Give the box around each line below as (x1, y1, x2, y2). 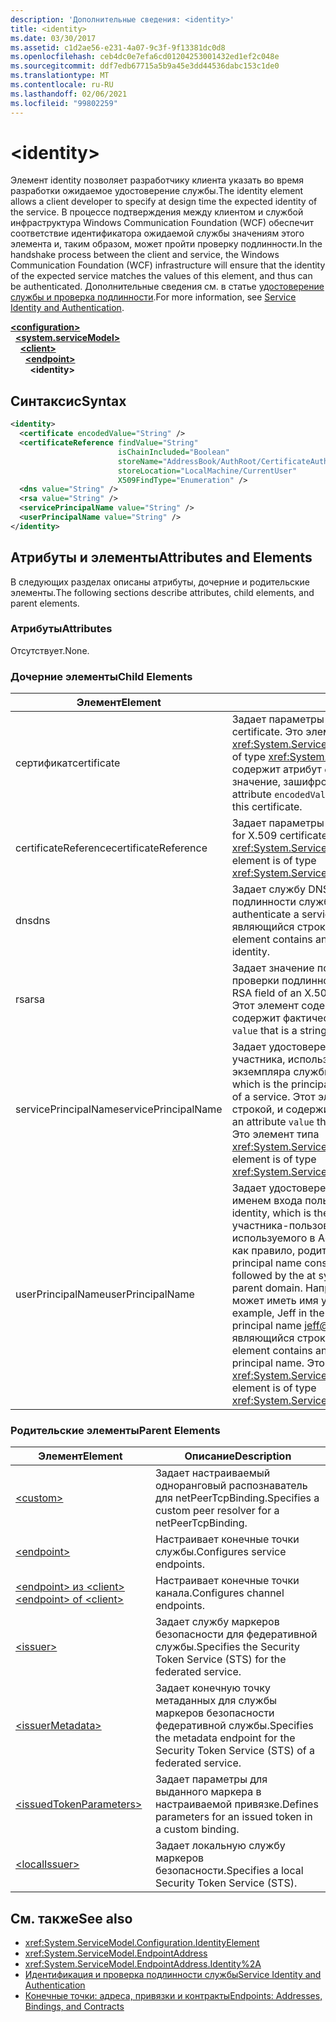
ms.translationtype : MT (10, 71, 110, 81)
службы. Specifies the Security (154, 1640, 300, 1654)
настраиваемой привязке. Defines (154, 1797, 319, 1811)
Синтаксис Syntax (10, 392, 127, 410)
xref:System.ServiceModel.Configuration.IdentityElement (24, 1937, 260, 1949)
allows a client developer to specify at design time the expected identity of (10, 196, 318, 208)
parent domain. (231, 1281, 303, 1295)
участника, (231, 1052, 286, 1066)
